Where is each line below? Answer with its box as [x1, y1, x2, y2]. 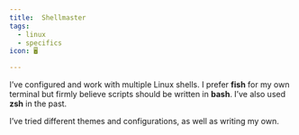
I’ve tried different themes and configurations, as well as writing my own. [9, 116, 279, 127]
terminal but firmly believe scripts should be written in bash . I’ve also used [9, 89, 286, 100]
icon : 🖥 [9, 47, 39, 56]
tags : [9, 22, 30, 31]
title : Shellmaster [9, 13, 87, 22]
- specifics [17, 38, 63, 48]
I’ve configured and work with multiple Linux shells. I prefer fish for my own [9, 79, 290, 90]
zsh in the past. [9, 98, 68, 109]
